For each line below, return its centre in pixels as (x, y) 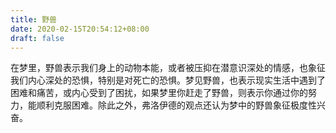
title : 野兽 (33, 19)
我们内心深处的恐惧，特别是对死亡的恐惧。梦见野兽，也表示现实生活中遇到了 (168, 80)
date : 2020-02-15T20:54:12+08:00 (80, 29)
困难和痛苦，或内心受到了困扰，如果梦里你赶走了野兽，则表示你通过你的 (159, 93)
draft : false (37, 38)
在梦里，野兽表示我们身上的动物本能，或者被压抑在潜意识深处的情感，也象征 (168, 68)
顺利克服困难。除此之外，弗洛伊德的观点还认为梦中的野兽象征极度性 (176, 105)
